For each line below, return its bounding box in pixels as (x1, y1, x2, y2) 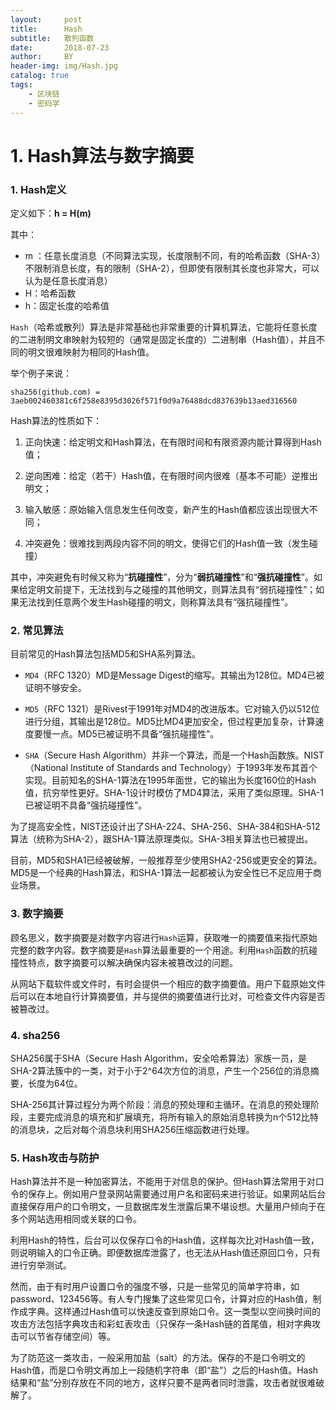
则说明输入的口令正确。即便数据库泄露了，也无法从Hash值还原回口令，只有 (10, 1247, 321, 1259)
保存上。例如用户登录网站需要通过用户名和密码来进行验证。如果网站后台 (27, 1188, 326, 1200)
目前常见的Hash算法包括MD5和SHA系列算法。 (10, 648, 202, 660)
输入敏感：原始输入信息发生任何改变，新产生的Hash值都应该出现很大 (24, 503, 310, 515)
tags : (10, 80, 33, 90)
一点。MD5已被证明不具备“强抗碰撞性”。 (51, 728, 220, 740)
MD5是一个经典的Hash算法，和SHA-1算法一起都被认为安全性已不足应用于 (10, 867, 313, 879)
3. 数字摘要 (10, 907, 64, 921)
